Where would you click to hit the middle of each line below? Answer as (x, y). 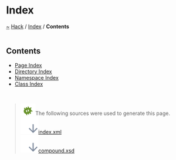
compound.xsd (56, 151)
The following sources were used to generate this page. (102, 113)
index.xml (50, 132)
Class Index (29, 84)
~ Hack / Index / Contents (38, 26)
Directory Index (33, 72)
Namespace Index (36, 77)
